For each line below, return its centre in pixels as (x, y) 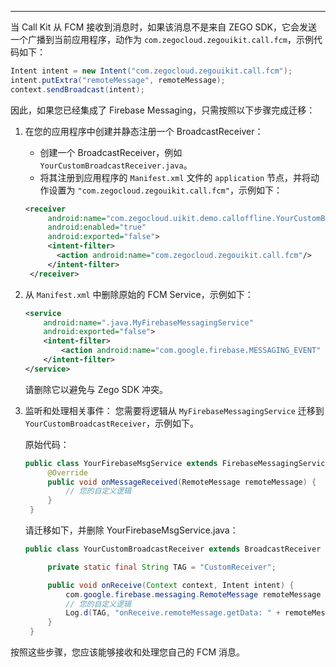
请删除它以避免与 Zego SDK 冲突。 (96, 389)
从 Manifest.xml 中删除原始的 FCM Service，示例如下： (139, 294)
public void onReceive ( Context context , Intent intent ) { (171, 585)
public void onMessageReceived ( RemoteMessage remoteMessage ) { (182, 482)
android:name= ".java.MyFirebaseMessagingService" (148, 322)
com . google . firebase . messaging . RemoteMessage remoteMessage (193, 594)
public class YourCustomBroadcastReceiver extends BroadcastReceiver (173, 549)
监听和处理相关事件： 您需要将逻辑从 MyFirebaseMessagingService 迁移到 (174, 410)
